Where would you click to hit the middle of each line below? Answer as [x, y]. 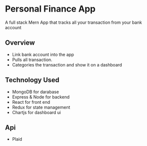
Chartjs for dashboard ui [36, 112]
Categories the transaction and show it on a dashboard [67, 65]
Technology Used [32, 80]
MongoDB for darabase [35, 92]
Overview [20, 43]
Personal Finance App [50, 9]
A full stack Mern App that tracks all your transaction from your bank [73, 22]
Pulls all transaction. [32, 60]
